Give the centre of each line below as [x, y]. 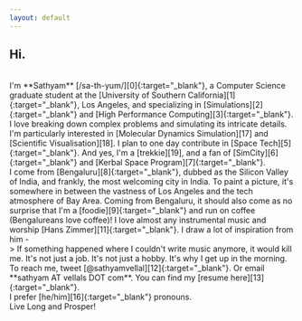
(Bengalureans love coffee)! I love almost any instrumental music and [138, 220]
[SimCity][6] [255, 153]
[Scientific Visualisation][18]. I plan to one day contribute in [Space [133, 143]
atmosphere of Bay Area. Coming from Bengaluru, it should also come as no [151, 201]
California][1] [212, 95]
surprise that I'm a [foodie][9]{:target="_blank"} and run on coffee [132, 211]
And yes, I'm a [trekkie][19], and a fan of [156, 153]
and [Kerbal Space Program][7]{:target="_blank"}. [172, 163]
